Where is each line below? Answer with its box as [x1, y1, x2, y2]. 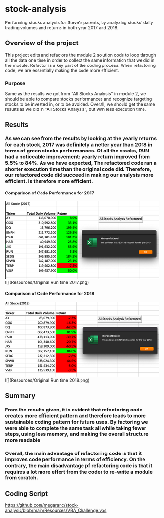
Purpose [5, 80, 26, 86]
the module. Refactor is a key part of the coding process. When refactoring [5, 62, 156, 68]
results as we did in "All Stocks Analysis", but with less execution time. [5, 107, 146, 112]
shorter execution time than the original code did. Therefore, [5, 166, 152, 173]
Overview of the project [5, 39, 79, 47]
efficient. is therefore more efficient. [5, 178, 93, 185]
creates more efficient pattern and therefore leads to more [5, 412, 146, 419]
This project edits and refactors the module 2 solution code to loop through [5, 52, 156, 58]
